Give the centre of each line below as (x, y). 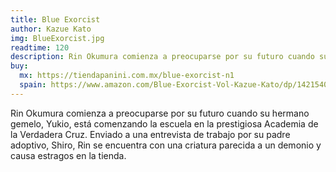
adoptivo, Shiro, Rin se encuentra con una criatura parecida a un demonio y (166, 145)
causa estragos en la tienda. (68, 155)
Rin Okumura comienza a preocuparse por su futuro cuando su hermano (160, 113)
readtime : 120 (40, 47)
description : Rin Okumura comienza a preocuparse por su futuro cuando (162, 57)
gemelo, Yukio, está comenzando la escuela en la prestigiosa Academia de (164, 123)
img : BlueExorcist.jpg (57, 38)
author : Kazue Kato (51, 29)
